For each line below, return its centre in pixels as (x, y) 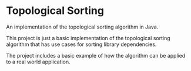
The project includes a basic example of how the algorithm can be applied (96, 55)
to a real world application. (38, 62)
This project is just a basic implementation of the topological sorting (88, 38)
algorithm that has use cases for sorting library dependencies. (81, 44)
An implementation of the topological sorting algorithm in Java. (82, 27)
